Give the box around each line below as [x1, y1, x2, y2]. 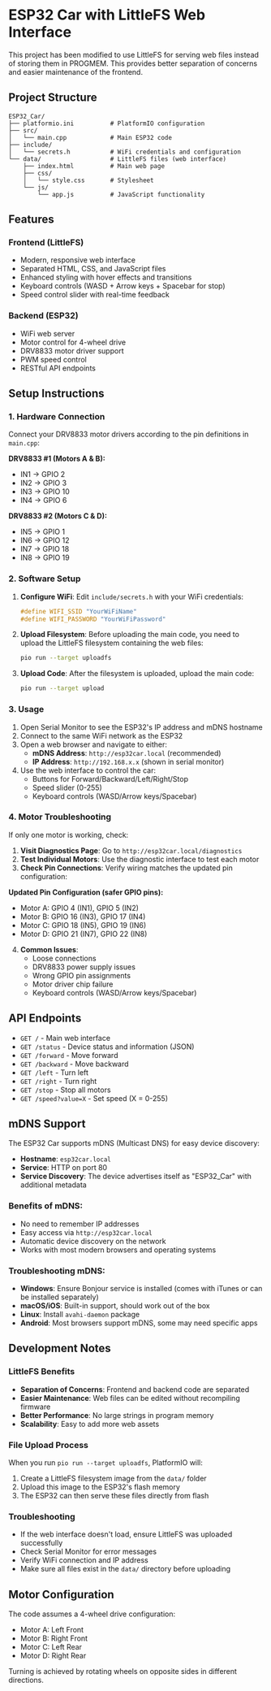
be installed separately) [19, 1292, 99, 1302]
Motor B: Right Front [19, 1633, 88, 1643]
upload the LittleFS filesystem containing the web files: [19, 638, 204, 648]
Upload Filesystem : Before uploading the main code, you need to [19, 630, 239, 640]
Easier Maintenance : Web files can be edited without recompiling [19, 1393, 241, 1403]
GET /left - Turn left [19, 1067, 89, 1077]
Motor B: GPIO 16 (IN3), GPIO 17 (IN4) [19, 912, 146, 921]
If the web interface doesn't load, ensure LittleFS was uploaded [19, 1529, 233, 1539]
